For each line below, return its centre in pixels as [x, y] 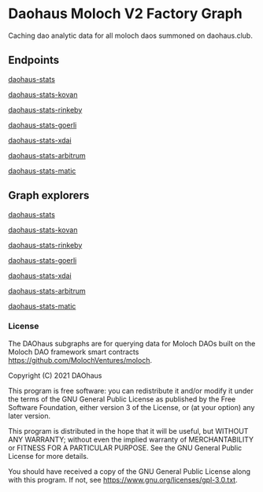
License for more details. [48, 456]
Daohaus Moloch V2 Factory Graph [125, 14]
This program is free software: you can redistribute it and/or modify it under [131, 390]
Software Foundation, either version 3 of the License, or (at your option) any [131, 407]
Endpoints [34, 60]
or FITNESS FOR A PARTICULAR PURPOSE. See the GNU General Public [125, 448]
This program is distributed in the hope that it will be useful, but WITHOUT [128, 431]
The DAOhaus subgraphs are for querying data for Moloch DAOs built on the [132, 343]
